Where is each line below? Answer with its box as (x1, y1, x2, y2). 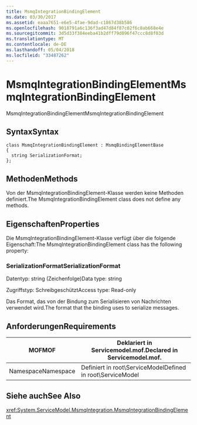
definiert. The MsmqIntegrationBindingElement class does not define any (6, 195, 181, 203)
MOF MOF (28, 346, 56, 354)
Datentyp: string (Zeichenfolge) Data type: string (6, 275, 122, 283)
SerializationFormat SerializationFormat (6, 261, 121, 270)
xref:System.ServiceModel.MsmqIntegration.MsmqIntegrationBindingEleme (6, 406, 189, 413)
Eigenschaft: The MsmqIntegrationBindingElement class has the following (6, 241, 182, 248)
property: (6, 247, 29, 254)
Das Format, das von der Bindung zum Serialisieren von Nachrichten (6, 298, 171, 305)
